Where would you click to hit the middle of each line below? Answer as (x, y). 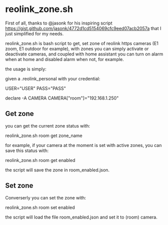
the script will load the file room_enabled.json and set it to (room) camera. (81, 217)
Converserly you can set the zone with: (46, 197)
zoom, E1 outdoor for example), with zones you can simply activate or (77, 48)
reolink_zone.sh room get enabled (40, 160)
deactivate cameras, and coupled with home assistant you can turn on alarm (84, 54)
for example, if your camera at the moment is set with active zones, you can (83, 145)
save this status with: (27, 150)
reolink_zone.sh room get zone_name (44, 135)
